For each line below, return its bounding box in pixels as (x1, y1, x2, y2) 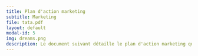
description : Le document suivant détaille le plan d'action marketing (6, 41, 186, 47)
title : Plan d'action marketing (6, 8, 85, 15)
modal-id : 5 (6, 30, 35, 36)
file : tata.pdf (6, 19, 44, 25)
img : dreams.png (6, 36, 46, 41)
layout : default (6, 24, 46, 31)
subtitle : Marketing (6, 14, 57, 20)
